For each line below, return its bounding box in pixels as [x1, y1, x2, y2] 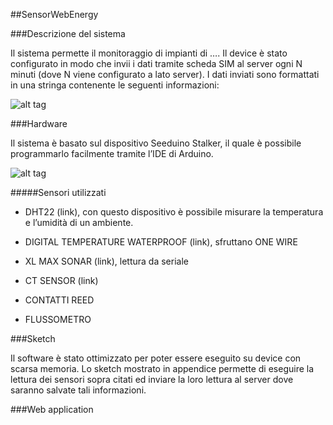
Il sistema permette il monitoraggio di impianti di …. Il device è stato [10, 47, 288, 59]
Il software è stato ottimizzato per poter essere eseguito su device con [10, 352, 302, 364]
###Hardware [10, 118, 68, 129]
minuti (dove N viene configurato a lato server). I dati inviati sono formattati [10, 69, 320, 80]
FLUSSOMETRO [24, 314, 92, 325]
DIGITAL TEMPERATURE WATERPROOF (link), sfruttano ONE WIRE [24, 236, 298, 248]
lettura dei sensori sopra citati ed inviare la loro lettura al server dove [10, 374, 294, 385]
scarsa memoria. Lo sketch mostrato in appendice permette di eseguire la [10, 363, 315, 374]
